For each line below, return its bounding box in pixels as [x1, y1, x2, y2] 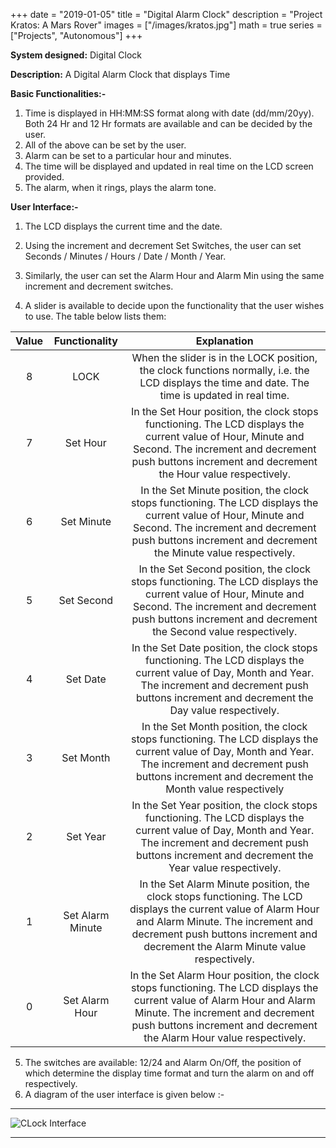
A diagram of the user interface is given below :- [24, 1089, 225, 1100]
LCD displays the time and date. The [139, 376, 310, 389]
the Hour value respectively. [158, 467, 292, 481]
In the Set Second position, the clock [138, 562, 312, 576]
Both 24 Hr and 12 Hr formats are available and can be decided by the [24, 118, 313, 129]
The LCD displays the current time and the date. [24, 220, 223, 232]
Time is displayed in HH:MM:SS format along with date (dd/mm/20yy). [24, 107, 315, 119]
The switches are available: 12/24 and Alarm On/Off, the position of [24, 1057, 302, 1068]
